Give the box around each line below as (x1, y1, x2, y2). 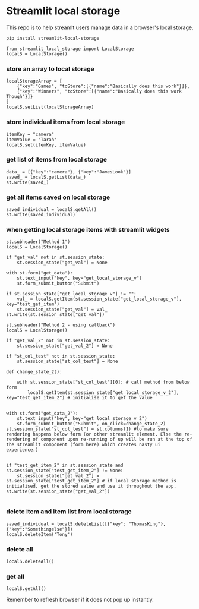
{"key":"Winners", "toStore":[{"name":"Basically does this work (17, 89, 182, 94)
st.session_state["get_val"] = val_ (17, 307, 108, 313)
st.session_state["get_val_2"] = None (17, 343, 113, 349)
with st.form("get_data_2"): (6, 411, 78, 416)
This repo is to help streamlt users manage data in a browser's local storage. (6, 24, 194, 31)
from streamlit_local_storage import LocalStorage (6, 46, 134, 52)
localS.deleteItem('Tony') (6, 531, 73, 537)
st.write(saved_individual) (6, 212, 76, 218)
